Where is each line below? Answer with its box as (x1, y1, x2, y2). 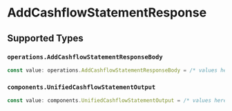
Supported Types (7, 32, 84, 44)
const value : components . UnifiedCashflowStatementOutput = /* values (7, 97, 212, 104)
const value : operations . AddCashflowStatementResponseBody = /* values (7, 67, 217, 74)
